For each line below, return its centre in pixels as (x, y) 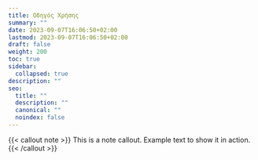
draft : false (29, 45)
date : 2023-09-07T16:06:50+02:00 (63, 30)
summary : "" (28, 23)
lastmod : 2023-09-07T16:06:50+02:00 (68, 37)
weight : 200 (28, 52)
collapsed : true (42, 74)
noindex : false (40, 118)
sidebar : (22, 67)
